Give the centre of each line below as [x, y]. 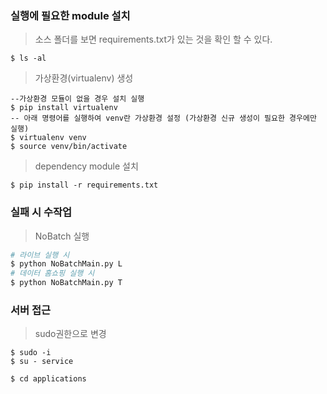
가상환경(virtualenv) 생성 [84, 78]
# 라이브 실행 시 [40, 255]
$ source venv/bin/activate [69, 147]
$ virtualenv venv [48, 138]
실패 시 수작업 [41, 212]
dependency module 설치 [86, 166]
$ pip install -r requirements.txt [84, 185]
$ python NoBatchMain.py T [66, 283]
